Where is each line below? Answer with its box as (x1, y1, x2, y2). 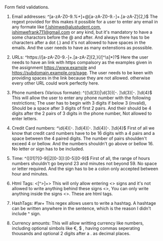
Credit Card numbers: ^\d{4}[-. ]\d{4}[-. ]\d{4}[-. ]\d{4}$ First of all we (11, 125, 155, 131)
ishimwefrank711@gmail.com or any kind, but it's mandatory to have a (11, 29, 153, 35)
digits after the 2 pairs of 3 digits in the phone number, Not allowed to (11, 110, 152, 116)
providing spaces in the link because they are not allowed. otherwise (11, 75, 150, 81)
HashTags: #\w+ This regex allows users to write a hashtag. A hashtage (11, 200, 156, 206)
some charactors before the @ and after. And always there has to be (11, 34, 150, 40)
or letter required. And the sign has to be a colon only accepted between (11, 166, 159, 172)
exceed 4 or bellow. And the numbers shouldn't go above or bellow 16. (11, 141, 154, 146)
